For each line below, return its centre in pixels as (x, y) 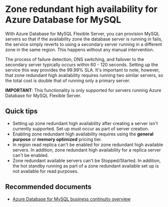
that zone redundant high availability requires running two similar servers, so (84, 75)
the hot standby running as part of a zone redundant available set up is (86, 165)
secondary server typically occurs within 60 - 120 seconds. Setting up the (82, 64)
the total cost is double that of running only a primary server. (68, 80)
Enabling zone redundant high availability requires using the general (83, 134)
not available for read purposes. (45, 171)
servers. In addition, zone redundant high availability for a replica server (87, 150)
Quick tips (21, 111)
